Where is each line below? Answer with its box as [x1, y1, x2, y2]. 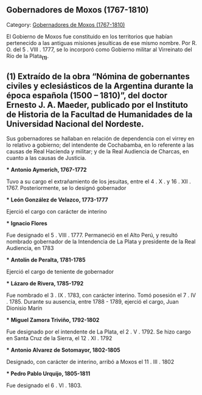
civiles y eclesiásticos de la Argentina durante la [6, 81, 193, 91]
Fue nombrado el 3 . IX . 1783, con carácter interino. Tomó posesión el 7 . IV [6, 292, 197, 299]
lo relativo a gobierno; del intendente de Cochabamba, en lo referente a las [6, 141, 194, 149]
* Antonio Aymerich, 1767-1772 [6, 166, 87, 173]
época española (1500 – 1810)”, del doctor [6, 91, 168, 100]
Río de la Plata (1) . [6, 52, 49, 61]
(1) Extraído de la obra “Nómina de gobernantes [6, 71, 190, 82]
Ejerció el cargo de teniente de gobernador [6, 268, 114, 276]
